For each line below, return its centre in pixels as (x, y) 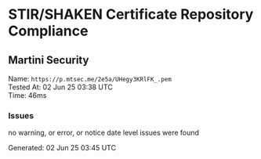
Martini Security (49, 60)
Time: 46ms (27, 95)
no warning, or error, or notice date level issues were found (104, 133)
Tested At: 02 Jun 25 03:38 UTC (61, 87)
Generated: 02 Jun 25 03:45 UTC (62, 148)
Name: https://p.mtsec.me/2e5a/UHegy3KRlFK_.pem (90, 79)
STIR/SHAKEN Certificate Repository (131, 14)
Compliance (48, 31)
